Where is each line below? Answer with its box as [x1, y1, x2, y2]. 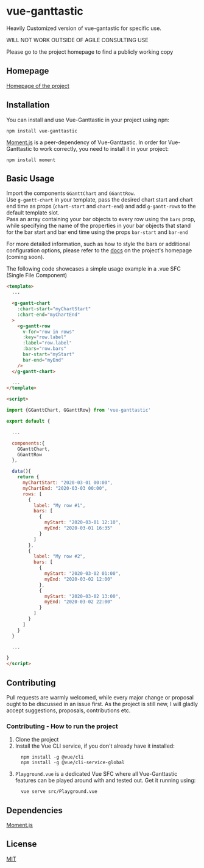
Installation [6, 100, 50, 111]
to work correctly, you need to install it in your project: [33, 145, 169, 152]
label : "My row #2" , [33, 553, 86, 560]
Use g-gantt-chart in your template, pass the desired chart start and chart [6, 196, 193, 203]
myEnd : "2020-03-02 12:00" [44, 576, 113, 582]
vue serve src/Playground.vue [21, 789, 97, 795]
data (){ [12, 469, 32, 475]
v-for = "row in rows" [22, 329, 75, 335]
